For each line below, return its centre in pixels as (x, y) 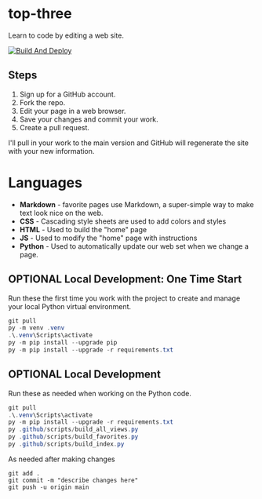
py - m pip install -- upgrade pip (63, 343)
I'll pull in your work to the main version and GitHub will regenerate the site (129, 143)
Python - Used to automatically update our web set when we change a (134, 246)
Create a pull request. (55, 127)
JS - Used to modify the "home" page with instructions (108, 238)
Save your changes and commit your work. (89, 119)
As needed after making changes (62, 459)
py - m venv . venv (36, 328)
